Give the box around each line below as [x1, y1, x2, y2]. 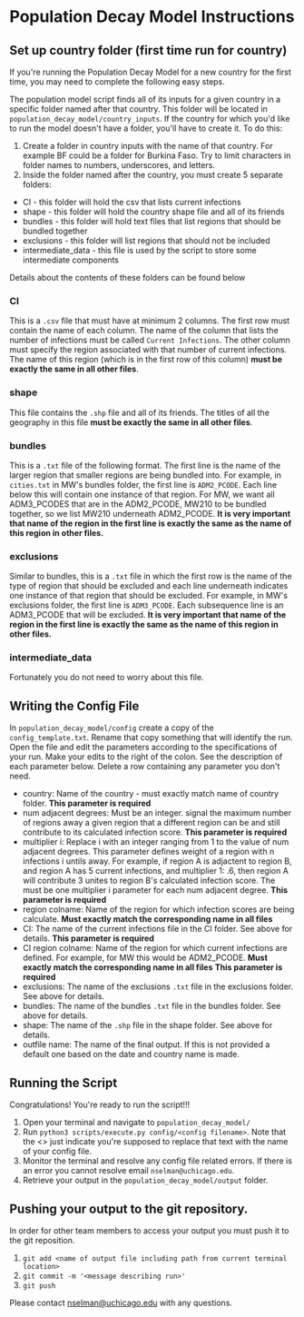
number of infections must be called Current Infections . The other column [9, 334, 290, 346]
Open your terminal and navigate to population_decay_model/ [22, 1117, 251, 1128]
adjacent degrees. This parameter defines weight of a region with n [22, 847, 275, 857]
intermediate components [22, 254, 120, 265]
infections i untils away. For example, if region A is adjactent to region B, [22, 856, 292, 866]
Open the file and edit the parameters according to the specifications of [9, 742, 278, 753]
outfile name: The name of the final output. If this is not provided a [22, 1039, 270, 1050]
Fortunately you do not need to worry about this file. [9, 672, 204, 683]
